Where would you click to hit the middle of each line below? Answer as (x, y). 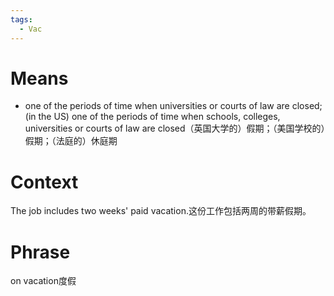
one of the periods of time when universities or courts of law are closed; (173, 106)
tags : (21, 19)
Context (44, 182)
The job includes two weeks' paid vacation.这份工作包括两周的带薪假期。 (161, 211)
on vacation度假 (43, 281)
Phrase (40, 252)
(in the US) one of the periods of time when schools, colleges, (152, 117)
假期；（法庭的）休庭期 (71, 141)
